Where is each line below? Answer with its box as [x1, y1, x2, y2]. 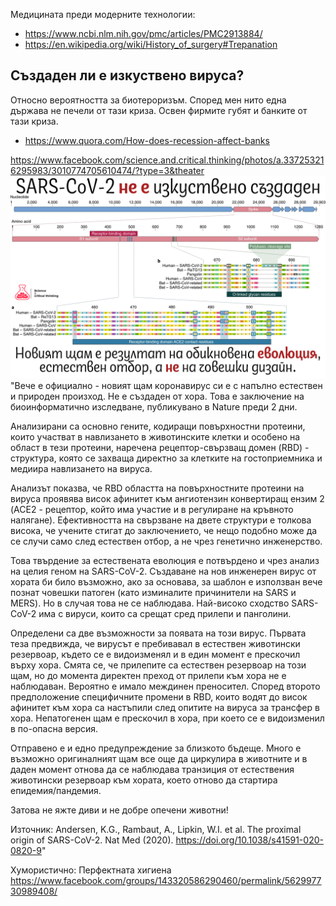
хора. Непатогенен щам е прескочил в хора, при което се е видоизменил [10, 712, 325, 724]
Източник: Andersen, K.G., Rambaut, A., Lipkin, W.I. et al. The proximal [10, 823, 302, 835]
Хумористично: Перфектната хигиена [10, 864, 172, 876]
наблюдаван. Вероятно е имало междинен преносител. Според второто [10, 680, 321, 692]
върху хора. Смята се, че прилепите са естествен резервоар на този [10, 659, 307, 671]
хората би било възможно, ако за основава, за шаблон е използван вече [10, 575, 323, 588]
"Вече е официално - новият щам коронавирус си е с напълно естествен [10, 379, 323, 391]
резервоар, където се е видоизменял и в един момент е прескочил [10, 648, 301, 660]
